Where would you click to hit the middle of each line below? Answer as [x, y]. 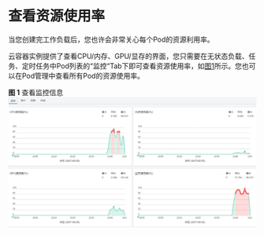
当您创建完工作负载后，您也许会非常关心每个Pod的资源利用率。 [111, 39]
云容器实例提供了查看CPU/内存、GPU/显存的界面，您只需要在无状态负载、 [128, 56]
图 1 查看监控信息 [36, 92]
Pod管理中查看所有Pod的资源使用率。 [83, 75]
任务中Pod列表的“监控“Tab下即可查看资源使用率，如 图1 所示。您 [139, 66]
